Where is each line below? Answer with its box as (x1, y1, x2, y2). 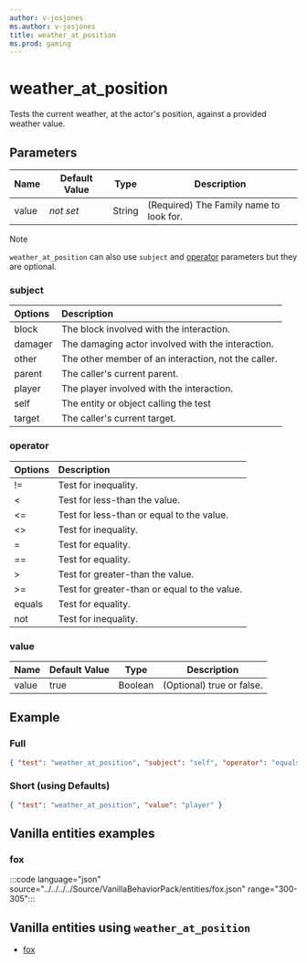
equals (14, 597, 43, 610)
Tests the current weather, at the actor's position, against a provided (9, 109, 267, 120)
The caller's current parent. (60, 368, 179, 380)
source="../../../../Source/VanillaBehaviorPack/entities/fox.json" (9, 883, 247, 894)
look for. (147, 210, 184, 222)
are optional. (9, 262, 57, 272)
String (112, 205, 139, 217)
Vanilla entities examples (9, 826, 155, 841)
